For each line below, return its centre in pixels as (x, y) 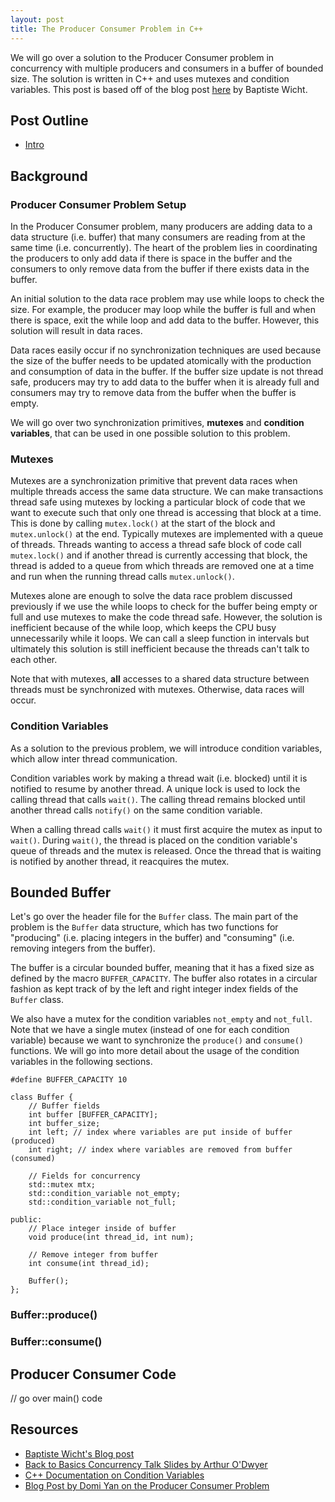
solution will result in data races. (76, 330)
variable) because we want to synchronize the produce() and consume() (157, 1040)
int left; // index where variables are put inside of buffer (160, 1132)
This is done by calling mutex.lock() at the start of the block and (143, 523)
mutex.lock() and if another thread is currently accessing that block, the (159, 555)
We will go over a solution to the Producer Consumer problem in (142, 57)
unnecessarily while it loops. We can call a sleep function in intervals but (160, 638)
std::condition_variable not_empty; (105, 1194)
